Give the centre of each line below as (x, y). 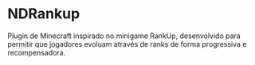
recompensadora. (37, 52)
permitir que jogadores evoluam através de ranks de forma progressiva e (127, 44)
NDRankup (44, 14)
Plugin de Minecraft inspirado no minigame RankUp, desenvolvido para (124, 36)
